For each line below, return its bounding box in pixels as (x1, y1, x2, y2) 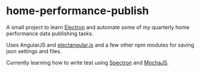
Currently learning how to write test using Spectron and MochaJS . (6, 59, 169, 66)
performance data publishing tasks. (6, 30, 94, 37)
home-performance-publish (6, 4, 149, 18)
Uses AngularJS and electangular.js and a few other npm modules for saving (6, 41, 195, 48)
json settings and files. (6, 47, 61, 54)
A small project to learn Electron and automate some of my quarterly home (6, 24, 190, 31)
